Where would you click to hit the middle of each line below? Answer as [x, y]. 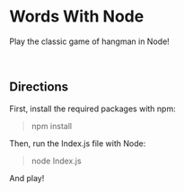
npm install [52, 126]
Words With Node [77, 17]
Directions [39, 87]
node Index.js [57, 161]
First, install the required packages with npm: [93, 109]
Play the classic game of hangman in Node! [90, 41]
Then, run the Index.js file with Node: [78, 143]
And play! [27, 178]
